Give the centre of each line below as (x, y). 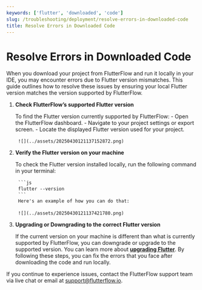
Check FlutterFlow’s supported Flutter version (75, 105)
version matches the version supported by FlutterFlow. (74, 93)
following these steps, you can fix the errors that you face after (94, 256)
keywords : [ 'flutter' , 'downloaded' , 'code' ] (65, 13)
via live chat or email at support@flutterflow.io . (65, 281)
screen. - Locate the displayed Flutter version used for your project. (100, 129)
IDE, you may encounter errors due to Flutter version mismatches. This (95, 80)
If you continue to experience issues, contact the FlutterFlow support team (99, 274)
